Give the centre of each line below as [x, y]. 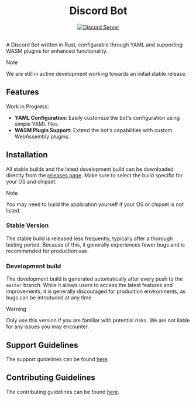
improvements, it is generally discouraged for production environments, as [96, 291]
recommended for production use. [47, 251]
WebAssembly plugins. [42, 136]
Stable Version [27, 225]
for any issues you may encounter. [48, 326]
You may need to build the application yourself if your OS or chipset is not [95, 204]
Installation [27, 155]
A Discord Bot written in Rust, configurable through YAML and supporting [94, 45]
